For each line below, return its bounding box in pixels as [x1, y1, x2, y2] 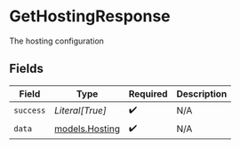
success [13, 106, 46, 116]
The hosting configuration [9, 35, 105, 46]
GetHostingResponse [9, 6, 171, 27]
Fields [9, 61, 44, 76]
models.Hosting [54, 122, 120, 135]
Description [176, 87, 228, 99]
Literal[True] [54, 105, 107, 117]
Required [128, 87, 168, 99]
